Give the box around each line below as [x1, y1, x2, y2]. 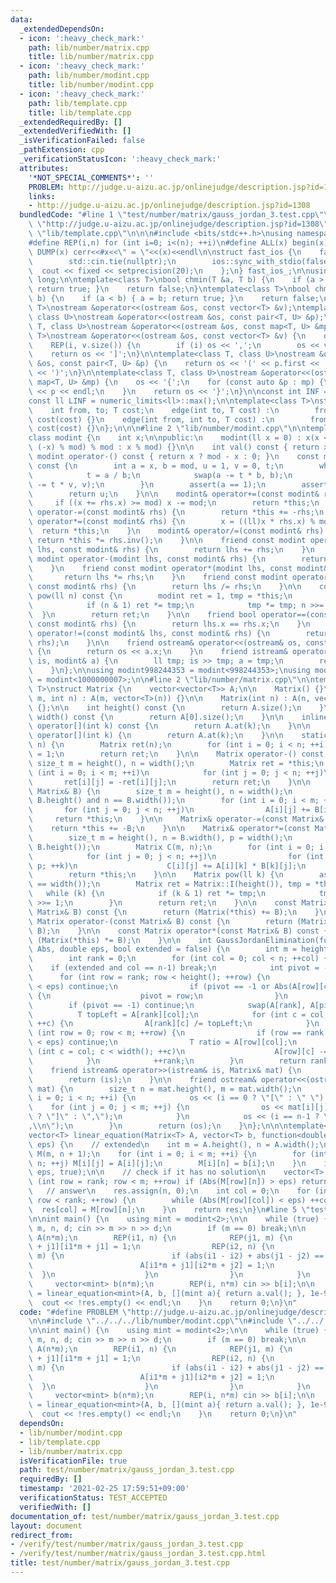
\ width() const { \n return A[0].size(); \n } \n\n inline [28, 712, 329, 722]
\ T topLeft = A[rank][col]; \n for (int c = [28, 1009, 307, 1020]
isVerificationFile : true [19, 1456, 128, 1466]
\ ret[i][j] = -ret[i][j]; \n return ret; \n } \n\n [28, 777, 311, 787]
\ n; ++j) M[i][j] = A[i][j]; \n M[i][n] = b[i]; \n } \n [28, 1158, 307, 1168]
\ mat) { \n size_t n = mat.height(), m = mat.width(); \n [28, 1084, 302, 1094]
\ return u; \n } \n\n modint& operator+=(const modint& [28, 489, 320, 499]
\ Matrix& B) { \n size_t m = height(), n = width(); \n [28, 786, 293, 796]
